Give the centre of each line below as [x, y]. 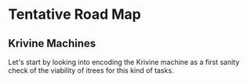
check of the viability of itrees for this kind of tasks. [91, 70]
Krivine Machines [52, 43]
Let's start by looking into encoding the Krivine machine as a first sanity [124, 62]
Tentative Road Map [74, 14]
